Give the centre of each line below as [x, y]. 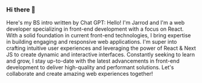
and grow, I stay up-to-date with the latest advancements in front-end [93, 61]
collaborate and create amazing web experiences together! [80, 74]
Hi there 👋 [21, 10]
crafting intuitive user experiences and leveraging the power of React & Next [101, 48]
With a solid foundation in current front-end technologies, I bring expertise [99, 35]
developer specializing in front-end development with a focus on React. [95, 29]
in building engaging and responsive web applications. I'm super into [92, 42]
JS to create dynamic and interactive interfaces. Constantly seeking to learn [101, 55]
